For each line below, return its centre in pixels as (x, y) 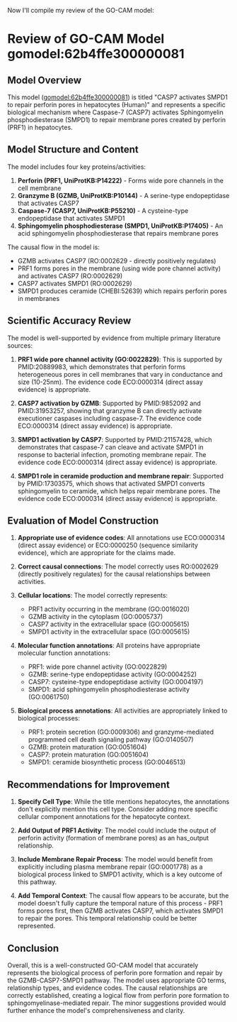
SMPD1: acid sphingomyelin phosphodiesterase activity (109, 689)
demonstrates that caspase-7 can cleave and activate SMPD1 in (110, 447)
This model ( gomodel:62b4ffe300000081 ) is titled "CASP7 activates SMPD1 (117, 97)
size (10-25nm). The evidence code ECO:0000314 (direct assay (110, 382)
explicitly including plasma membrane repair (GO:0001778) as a (110, 867)
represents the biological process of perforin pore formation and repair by (115, 973)
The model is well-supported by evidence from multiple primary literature (114, 338)
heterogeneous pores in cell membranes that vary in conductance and (120, 374)
